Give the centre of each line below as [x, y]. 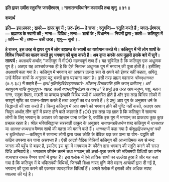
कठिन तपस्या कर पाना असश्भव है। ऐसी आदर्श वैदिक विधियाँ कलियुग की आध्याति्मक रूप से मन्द [80, 140]
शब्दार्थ [10, 18]
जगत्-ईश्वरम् [150, 28]
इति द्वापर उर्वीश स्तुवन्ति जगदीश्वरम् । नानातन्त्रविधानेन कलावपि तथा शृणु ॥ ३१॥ [67, 8]
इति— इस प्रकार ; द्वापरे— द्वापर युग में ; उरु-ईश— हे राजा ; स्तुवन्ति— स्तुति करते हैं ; [72, 28]
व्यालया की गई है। [20, 174]
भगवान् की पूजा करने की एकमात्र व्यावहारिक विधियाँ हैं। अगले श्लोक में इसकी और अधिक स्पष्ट [78, 168]
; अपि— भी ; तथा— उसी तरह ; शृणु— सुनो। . [43, 39]
